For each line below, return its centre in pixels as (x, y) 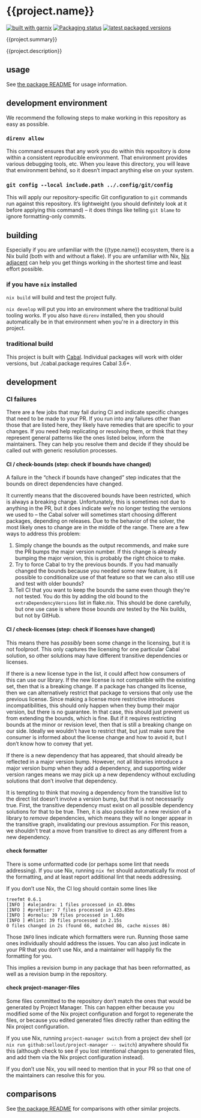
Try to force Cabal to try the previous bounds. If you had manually (96, 565)
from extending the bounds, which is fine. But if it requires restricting (91, 718)
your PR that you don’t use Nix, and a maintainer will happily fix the (89, 949)
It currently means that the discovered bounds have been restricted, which (98, 496)
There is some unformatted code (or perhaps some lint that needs (88, 864)
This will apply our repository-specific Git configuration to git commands (97, 197)
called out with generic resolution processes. (62, 451)
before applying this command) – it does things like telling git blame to (94, 210)
